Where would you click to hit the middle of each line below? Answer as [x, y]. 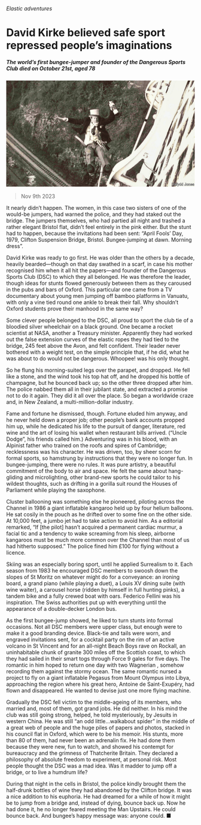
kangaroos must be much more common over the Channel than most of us [98, 540]
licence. [16, 553]
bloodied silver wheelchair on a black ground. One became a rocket [90, 327]
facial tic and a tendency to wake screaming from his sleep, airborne [91, 534]
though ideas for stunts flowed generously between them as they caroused [99, 283]
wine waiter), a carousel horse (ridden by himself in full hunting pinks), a [95, 590]
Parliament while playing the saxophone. [56, 490]
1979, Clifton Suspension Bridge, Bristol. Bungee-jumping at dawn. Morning [99, 240]
